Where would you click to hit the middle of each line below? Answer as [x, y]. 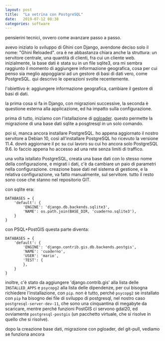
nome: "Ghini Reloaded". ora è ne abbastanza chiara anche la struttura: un [81, 53]
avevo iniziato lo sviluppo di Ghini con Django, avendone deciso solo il [77, 47]
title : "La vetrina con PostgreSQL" [44, 14]
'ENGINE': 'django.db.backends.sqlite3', [67, 207]
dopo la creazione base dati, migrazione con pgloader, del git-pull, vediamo [82, 329]
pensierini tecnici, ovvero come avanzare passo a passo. [63, 38]
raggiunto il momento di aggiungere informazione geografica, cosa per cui [81, 68]
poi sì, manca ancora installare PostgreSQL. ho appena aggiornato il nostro [82, 133]
